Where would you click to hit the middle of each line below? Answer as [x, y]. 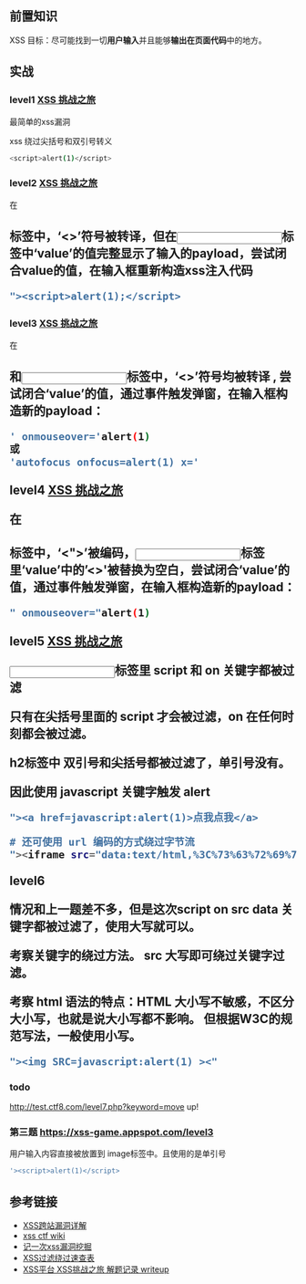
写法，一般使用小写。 [81, 1035]
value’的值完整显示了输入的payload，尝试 [156, 254]
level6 [27, 880]
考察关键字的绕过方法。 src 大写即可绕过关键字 [141, 955]
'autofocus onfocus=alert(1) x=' [105, 462]
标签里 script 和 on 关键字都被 [199, 670]
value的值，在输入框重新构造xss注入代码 [137, 271]
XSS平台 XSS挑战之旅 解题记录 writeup [96, 1269]
